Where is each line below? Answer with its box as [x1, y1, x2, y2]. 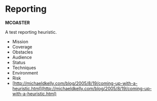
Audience [12, 54, 32, 60]
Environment [12, 70, 38, 76]
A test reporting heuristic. [5, 29, 57, 35]
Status [12, 59, 26, 65]
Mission [12, 38, 29, 45]
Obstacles [12, 49, 33, 55]
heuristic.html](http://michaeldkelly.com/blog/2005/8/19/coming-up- [12, 85, 152, 91]
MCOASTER [5, 20, 30, 25]
